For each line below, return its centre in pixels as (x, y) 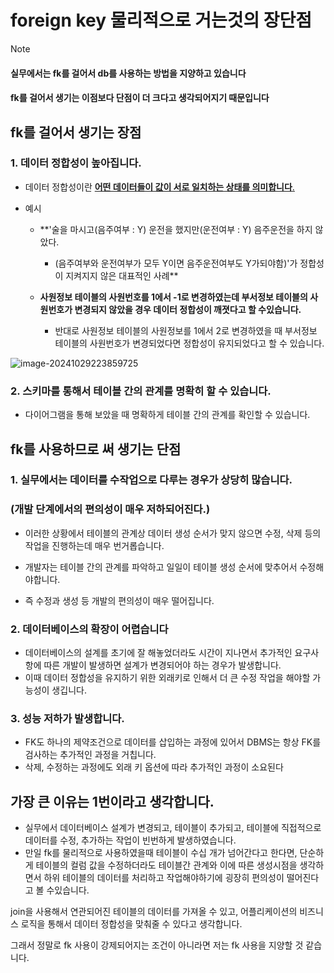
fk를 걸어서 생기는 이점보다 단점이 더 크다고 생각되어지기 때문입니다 (140, 98)
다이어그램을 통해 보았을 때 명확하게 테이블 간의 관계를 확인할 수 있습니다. (167, 415)
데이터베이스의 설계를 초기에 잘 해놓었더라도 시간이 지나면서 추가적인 (158, 653)
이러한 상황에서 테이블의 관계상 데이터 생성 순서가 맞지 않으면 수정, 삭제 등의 (173, 533)
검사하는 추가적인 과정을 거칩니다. (90, 755)
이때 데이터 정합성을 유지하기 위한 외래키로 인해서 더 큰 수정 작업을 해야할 (167, 678)
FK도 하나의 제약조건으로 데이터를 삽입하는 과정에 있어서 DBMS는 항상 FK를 (173, 742)
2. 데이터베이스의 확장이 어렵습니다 (89, 629)
